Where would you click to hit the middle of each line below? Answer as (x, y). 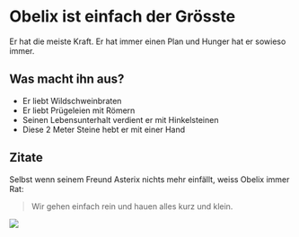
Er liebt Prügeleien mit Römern (79, 110)
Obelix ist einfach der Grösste (123, 17)
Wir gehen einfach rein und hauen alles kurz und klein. (132, 206)
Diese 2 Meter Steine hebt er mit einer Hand (104, 129)
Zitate (26, 158)
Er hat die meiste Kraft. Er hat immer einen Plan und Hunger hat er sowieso (148, 41)
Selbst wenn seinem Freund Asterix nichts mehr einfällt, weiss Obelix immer (149, 179)
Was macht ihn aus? (67, 79)
